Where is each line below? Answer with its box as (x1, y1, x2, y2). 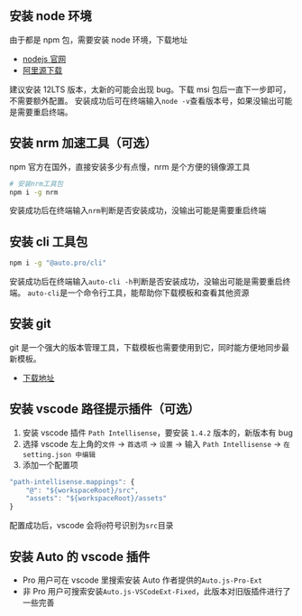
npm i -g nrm (9, 188, 59, 197)
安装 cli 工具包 (9, 234, 88, 249)
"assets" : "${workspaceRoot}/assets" (25, 494, 168, 503)
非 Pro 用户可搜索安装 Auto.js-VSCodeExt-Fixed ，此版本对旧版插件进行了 (22, 586, 291, 596)
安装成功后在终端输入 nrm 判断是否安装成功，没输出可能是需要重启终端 (9, 205, 267, 216)
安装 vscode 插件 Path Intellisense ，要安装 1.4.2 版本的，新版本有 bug (22, 427, 293, 438)
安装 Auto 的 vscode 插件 (9, 549, 151, 565)
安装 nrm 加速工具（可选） (9, 135, 157, 151)
